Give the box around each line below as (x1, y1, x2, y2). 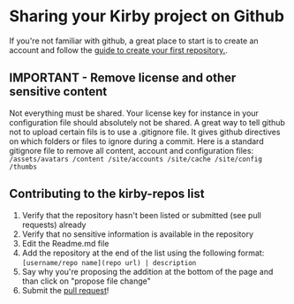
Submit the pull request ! (21, 285, 109, 295)
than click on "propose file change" (21, 276, 152, 286)
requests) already (21, 219, 87, 230)
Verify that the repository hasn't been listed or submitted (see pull (21, 209, 262, 220)
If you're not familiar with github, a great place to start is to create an (9, 35, 259, 46)
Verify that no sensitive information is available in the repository (21, 228, 254, 239)
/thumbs (9, 162, 38, 171)
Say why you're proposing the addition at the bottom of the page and (21, 266, 274, 277)
